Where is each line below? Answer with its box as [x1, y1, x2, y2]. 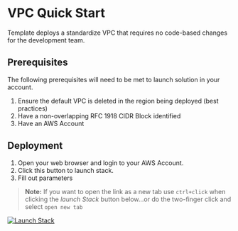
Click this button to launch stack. [17, 166, 114, 174]
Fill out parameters [17, 174, 73, 182]
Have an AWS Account [17, 119, 85, 128]
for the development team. [7, 35, 85, 44]
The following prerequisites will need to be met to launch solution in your [7, 75, 220, 84]
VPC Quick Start [7, 5, 105, 21]
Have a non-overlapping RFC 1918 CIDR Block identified [17, 111, 181, 120]
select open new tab [24, 202, 83, 210]
